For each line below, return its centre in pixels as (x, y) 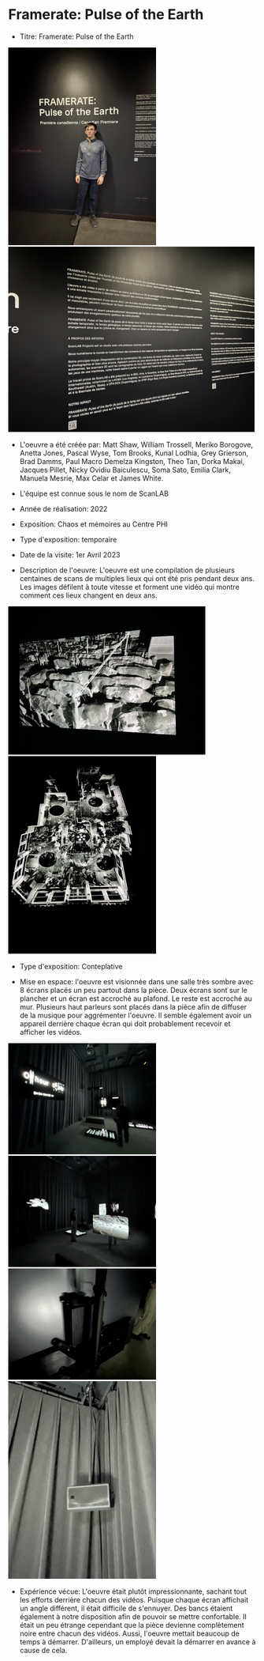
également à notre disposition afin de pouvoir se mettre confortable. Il (133, 1616)
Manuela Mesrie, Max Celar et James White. (91, 478)
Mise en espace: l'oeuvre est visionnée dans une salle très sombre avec (136, 981)
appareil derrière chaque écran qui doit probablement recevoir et (125, 1023)
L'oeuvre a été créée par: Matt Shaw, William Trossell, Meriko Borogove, (136, 444)
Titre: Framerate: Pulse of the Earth (76, 36)
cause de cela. (43, 1650)
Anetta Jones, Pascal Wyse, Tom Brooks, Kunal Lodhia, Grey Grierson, (134, 453)
